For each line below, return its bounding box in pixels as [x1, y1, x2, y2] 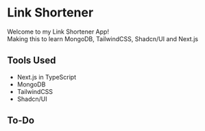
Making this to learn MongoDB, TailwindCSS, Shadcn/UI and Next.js [7, 34, 199, 43]
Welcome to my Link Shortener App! [7, 27, 110, 36]
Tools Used [7, 55, 56, 67]
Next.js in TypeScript [16, 73, 77, 81]
